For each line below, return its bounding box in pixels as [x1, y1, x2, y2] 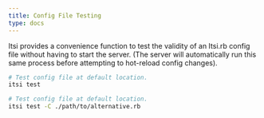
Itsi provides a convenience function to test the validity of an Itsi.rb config [8, 41, 250, 50]
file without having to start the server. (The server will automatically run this [8, 49, 257, 59]
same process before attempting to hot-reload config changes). [8, 57, 218, 68]
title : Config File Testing [8, 11, 102, 20]
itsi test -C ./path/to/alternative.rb [8, 103, 141, 111]
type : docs [8, 19, 45, 27]
